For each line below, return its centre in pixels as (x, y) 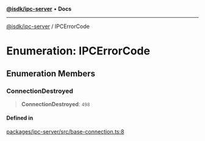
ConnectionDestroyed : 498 (56, 104)
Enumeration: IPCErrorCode (78, 51)
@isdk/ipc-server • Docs (39, 9)
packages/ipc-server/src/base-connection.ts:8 (65, 132)
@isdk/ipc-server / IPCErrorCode (48, 26)
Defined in (20, 118)
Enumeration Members (51, 74)
